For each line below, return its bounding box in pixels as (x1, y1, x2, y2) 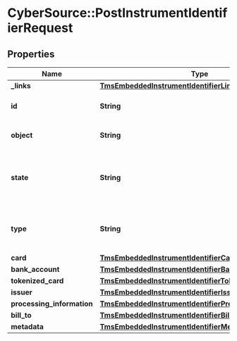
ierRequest (7, 20, 73, 36)
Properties (7, 48, 55, 60)
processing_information (11, 299, 93, 309)
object (11, 131, 33, 140)
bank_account (11, 265, 60, 274)
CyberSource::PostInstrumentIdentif (7, 5, 228, 21)
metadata (11, 322, 44, 331)
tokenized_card (11, 276, 64, 285)
